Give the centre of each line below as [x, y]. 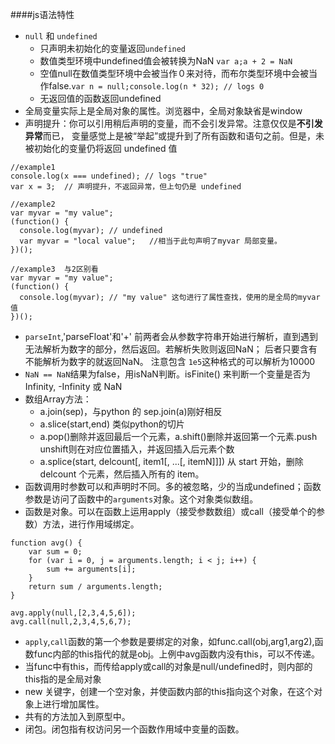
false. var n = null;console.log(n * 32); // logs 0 [156, 86]
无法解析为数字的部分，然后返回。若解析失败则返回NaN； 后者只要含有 [171, 349]
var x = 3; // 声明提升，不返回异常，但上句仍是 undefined [126, 187]
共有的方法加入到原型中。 [77, 716]
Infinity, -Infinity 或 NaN [73, 386]
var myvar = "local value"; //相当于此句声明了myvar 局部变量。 [150, 241]
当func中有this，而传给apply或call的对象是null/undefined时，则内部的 [168, 666]
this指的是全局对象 [63, 679]
